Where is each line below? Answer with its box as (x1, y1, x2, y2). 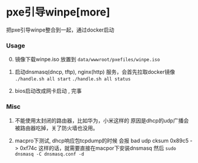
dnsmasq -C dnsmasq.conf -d (14, 151, 84, 157)
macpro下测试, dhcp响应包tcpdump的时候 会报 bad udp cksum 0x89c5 (14, 137, 189, 144)
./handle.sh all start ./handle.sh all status (14, 76, 131, 82)
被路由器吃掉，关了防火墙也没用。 (14, 124, 98, 131)
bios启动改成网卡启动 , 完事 (14, 87, 82, 95)
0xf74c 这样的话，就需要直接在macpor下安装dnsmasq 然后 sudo (20, 144, 177, 152)
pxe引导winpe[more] (6, 5, 110, 19)
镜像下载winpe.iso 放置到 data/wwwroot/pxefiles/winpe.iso (14, 56, 160, 63)
